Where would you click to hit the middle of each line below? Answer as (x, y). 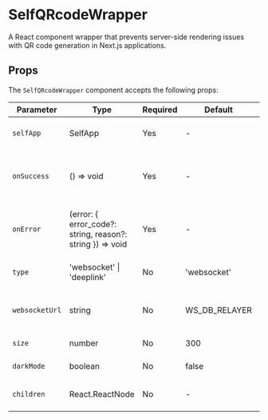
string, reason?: (98, 234)
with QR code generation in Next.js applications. (87, 45)
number (84, 343)
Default (219, 110)
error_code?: (93, 224)
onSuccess (31, 176)
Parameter (37, 110)
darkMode (29, 366)
